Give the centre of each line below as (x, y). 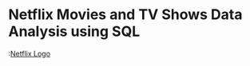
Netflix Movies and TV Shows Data (125, 15)
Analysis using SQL (74, 31)
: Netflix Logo (29, 53)
